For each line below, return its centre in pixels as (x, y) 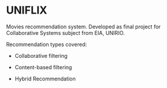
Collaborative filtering (41, 56)
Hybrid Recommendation (45, 79)
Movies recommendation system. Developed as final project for (83, 27)
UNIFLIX (27, 10)
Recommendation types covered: (46, 44)
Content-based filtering (43, 67)
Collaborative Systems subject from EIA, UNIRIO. (66, 32)
